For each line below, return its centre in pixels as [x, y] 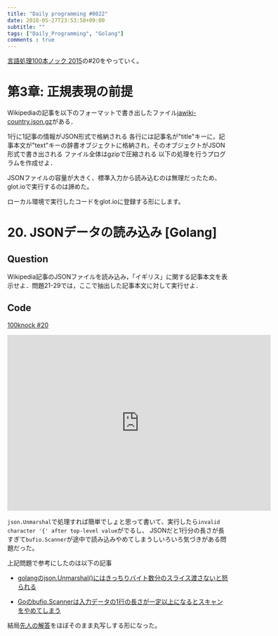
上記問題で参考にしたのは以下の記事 [60, 563]
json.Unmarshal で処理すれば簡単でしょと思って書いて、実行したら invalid [114, 521]
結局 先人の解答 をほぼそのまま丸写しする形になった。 [84, 625]
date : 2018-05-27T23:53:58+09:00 [56, 20]
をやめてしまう [39, 610]
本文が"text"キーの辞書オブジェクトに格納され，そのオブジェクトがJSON [119, 146]
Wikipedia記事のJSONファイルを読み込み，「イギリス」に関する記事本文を [114, 277]
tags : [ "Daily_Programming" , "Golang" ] [66, 33]
